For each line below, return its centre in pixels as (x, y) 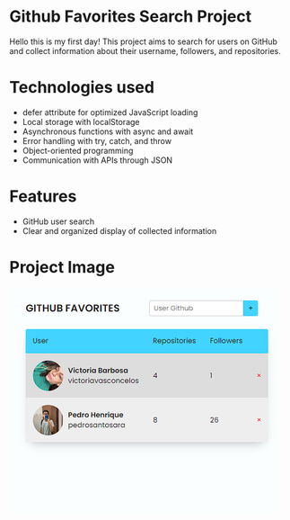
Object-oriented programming (78, 150)
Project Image (62, 267)
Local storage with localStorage (81, 121)
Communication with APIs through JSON (97, 160)
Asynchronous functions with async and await (108, 131)
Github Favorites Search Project (131, 17)
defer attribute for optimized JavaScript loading (110, 112)
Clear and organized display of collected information (119, 230)
